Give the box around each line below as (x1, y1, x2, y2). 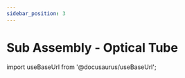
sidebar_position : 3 (6, 10, 67, 17)
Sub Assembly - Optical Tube (6, 39, 178, 55)
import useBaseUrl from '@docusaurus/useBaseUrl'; (6, 63, 157, 71)
